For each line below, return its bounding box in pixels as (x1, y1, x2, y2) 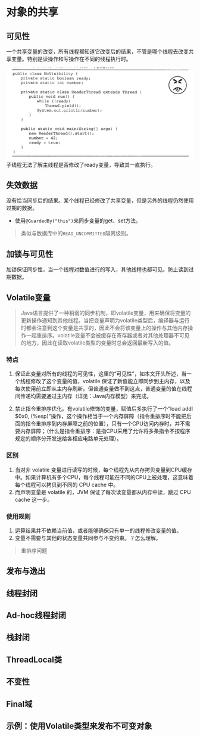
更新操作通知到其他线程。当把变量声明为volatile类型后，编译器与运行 (20, 317, 190, 324)
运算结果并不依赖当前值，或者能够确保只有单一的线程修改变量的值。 (14, 527, 182, 534)
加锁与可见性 (6, 249, 54, 259)
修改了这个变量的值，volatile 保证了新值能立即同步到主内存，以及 (30, 378, 190, 385)
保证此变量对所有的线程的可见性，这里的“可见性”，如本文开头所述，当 (14, 370, 187, 377)
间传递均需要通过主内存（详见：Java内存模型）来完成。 (14, 393, 152, 400)
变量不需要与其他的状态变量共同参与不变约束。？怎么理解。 (14, 534, 161, 541)
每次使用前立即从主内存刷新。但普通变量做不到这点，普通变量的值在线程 (14, 385, 192, 392)
